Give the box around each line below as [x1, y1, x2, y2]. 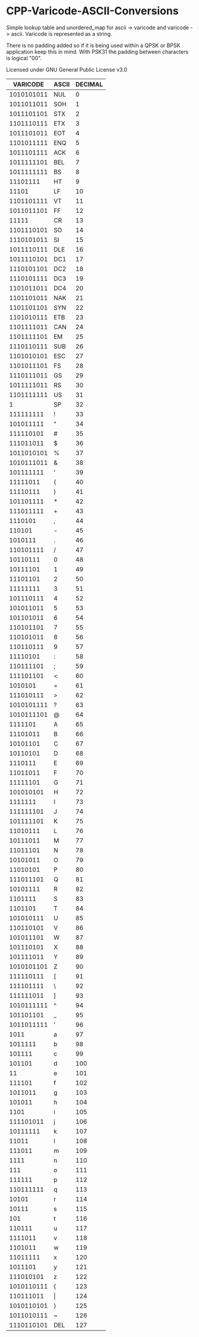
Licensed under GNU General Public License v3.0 [6, 66, 128, 73]
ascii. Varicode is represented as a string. [11, 30, 113, 37]
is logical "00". [6, 54, 42, 61]
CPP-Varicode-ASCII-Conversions [6, 4, 179, 18]
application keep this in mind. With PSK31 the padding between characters [6, 48, 189, 55]
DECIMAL [75, 80, 103, 88]
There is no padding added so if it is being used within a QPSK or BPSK [6, 42, 181, 49]
